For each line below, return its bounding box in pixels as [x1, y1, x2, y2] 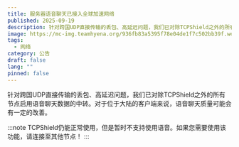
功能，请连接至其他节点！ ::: [7, 132, 90, 141]
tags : [7, 37, 23, 44]
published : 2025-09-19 [7, 17, 75, 24]
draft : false [7, 57, 46, 64]
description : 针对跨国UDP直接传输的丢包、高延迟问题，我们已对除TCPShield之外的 [7, 23, 225, 31]
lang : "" [7, 63, 33, 70]
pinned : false [7, 70, 50, 77]
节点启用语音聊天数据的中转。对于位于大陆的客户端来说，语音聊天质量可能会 [7, 99, 232, 107]
